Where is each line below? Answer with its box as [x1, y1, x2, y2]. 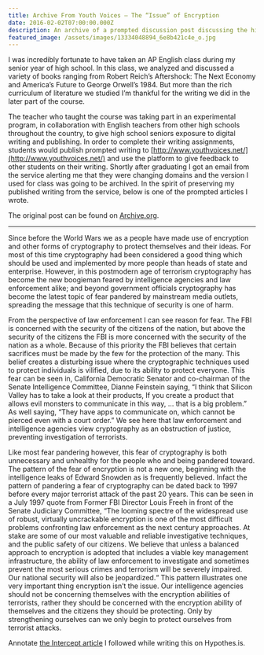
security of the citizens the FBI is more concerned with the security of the [8, 332, 247, 342]
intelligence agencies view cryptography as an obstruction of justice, [8, 424, 232, 433]
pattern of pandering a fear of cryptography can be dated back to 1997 [8, 481, 238, 491]
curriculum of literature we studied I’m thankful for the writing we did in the [8, 88, 251, 98]
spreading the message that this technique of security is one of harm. [8, 300, 234, 310]
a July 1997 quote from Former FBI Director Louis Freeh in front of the [8, 498, 233, 507]
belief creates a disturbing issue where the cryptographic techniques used [8, 357, 250, 366]
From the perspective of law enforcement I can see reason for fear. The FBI [8, 315, 252, 325]
